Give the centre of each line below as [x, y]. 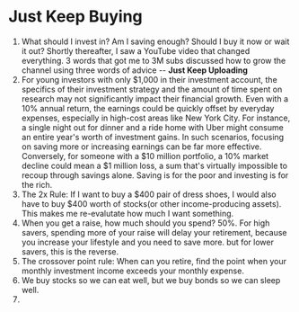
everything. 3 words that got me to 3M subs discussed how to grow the [154, 60]
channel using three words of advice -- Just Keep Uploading [135, 70]
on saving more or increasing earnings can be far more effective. [141, 147]
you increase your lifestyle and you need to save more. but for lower [148, 242]
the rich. [37, 184]
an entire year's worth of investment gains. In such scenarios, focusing [153, 137]
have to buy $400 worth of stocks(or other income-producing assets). [151, 203]
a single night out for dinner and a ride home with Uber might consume [152, 127]
